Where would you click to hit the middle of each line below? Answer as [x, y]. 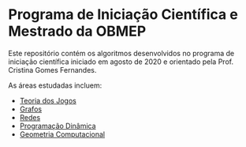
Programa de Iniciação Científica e [123, 15]
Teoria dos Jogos [48, 100]
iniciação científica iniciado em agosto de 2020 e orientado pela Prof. [121, 62]
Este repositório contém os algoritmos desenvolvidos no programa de [121, 53]
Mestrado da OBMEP [77, 31]
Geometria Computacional [62, 134]
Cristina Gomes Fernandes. [52, 70]
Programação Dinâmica [58, 126]
